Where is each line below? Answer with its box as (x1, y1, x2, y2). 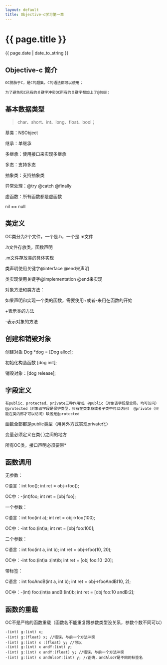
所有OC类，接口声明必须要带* (5, 442, 66, 448)
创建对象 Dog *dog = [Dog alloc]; (5, 349, 73, 355)
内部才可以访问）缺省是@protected (16, 411, 80, 416)
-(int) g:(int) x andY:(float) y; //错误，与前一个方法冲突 (5, 650, 125, 655)
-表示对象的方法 (5, 318, 38, 324)
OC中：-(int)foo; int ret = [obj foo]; (5, 493, 76, 499)
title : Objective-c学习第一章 (5, 12, 64, 17)
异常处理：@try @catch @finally (5, 183, 72, 189)
